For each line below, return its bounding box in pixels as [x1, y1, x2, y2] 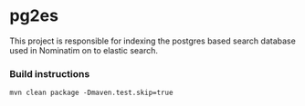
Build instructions [9, 67, 90, 80]
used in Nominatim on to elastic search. [9, 44, 158, 55]
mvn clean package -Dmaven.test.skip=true [9, 88, 174, 98]
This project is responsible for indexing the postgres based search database [9, 35, 297, 46]
